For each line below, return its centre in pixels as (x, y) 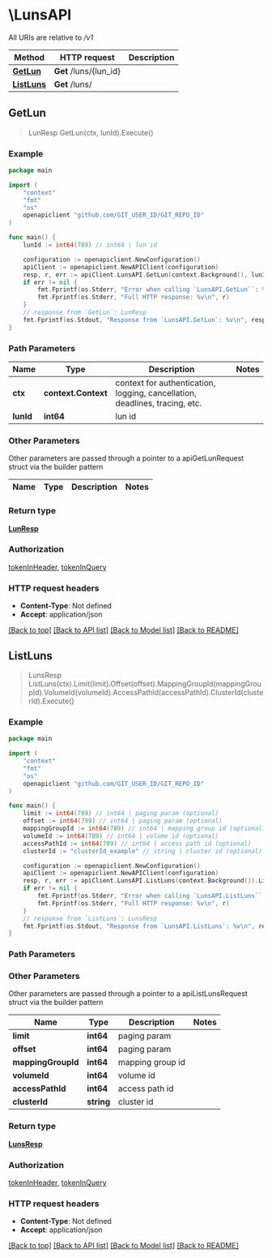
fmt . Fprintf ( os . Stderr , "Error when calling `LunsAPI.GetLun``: (148, 290)
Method (29, 57)
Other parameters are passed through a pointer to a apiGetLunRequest (126, 458)
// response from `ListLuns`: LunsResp (90, 918)
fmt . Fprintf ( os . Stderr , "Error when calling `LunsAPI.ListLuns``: (152, 896)
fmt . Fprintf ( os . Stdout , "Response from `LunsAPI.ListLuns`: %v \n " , (139, 926)
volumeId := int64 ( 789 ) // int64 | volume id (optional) (121, 836)
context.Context (75, 393)
